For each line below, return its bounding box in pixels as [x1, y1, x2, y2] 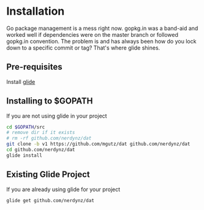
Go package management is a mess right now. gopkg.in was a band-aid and [6, 24, 198, 32]
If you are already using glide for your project [6, 186, 121, 193]
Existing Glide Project [6, 170, 90, 180]
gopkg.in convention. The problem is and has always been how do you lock [6, 37, 197, 45]
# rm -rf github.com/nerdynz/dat [6, 135, 92, 141]
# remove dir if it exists [6, 130, 75, 136]
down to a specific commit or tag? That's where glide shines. [6, 44, 161, 51]
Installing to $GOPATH [6, 96, 93, 107]
